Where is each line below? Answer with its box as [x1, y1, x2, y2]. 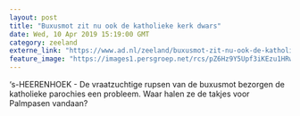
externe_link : [9, 46, 62, 55]
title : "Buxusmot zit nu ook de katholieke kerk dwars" [9, 21, 221, 30]
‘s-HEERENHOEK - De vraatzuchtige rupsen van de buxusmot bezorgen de [9, 79, 286, 89]
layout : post [9, 12, 58, 22]
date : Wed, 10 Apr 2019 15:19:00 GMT [9, 29, 150, 38]
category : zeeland [9, 37, 78, 47]
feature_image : [9, 54, 66, 63]
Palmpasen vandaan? [9, 98, 88, 108]
